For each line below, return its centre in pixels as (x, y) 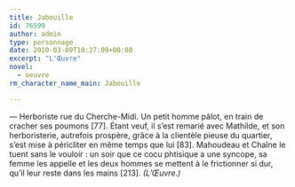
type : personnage (41, 42)
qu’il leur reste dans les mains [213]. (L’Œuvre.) (95, 173)
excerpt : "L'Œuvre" (45, 58)
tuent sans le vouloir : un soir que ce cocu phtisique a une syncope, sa (139, 154)
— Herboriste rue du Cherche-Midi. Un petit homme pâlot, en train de (136, 116)
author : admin (36, 34)
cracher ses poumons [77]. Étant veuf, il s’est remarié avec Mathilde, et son (147, 126)
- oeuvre (33, 75)
